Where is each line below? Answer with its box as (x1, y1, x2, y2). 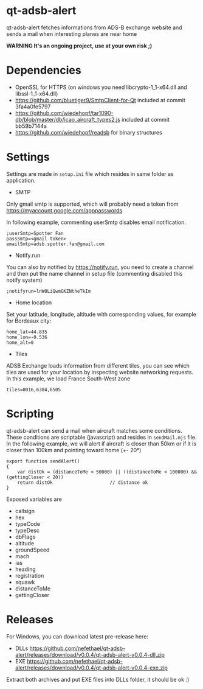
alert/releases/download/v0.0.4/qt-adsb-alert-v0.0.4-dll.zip (15, 651, 165, 658)
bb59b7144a (15, 122, 47, 130)
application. (6, 177, 36, 184)
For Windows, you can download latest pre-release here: (6, 632, 149, 640)
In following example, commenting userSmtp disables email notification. (6, 219, 187, 226)
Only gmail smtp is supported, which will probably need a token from (6, 200, 179, 208)
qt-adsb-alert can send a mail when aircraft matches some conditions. (6, 427, 182, 434)
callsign (15, 507, 35, 514)
